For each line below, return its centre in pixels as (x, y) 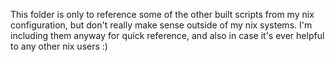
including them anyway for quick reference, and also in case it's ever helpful (167, 35)
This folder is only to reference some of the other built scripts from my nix (162, 14)
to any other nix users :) (59, 46)
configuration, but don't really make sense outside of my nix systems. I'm (161, 25)
